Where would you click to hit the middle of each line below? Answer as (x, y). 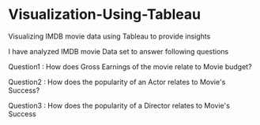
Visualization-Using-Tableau (105, 15)
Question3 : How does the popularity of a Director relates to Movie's (119, 105)
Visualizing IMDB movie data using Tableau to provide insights (109, 36)
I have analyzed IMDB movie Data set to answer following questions (119, 51)
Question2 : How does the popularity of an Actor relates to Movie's (117, 82)
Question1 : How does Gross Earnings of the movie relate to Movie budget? (130, 66)
